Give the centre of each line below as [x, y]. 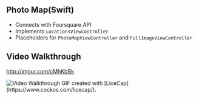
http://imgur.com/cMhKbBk [40, 71]
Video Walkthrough [44, 57]
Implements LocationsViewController [62, 31]
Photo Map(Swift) [40, 10]
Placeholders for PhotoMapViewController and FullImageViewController [104, 37]
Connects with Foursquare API [53, 24]
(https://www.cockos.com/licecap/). [51, 89]
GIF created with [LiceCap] [95, 83]
